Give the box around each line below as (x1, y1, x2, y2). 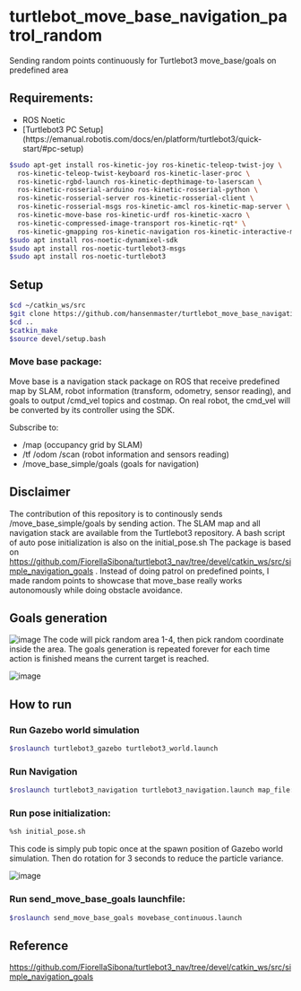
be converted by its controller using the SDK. (9, 404, 175, 415)
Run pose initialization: (9, 807, 111, 820)
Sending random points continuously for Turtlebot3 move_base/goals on (9, 55, 277, 66)
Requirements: (9, 91, 94, 106)
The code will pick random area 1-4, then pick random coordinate (43, 635, 284, 645)
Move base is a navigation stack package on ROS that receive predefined (9, 375, 280, 387)
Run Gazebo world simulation (9, 724, 141, 736)
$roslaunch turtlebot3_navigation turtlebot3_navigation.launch (9, 785, 254, 795)
